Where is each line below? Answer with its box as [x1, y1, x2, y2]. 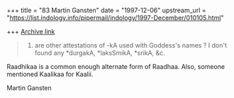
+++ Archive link [6, 28, 55, 36]
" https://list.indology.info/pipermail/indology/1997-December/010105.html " [6, 13, 224, 22]
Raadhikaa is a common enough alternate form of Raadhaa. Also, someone [6, 62, 225, 70]
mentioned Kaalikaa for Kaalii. [6, 70, 94, 78]
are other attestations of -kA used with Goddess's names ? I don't [34, 41, 228, 49]
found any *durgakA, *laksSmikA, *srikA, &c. [34, 49, 166, 57]
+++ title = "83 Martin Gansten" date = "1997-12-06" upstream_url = [6, 6, 206, 14]
